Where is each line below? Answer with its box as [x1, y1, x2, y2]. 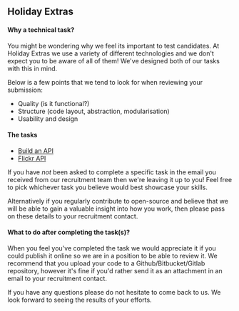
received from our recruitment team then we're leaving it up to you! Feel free [7, 175, 233, 184]
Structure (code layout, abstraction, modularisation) [17, 107, 170, 115]
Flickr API [17, 154, 46, 162]
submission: [7, 85, 43, 94]
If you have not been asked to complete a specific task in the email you [7, 167, 216, 176]
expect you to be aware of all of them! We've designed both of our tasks [7, 56, 220, 65]
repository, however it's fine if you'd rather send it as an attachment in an [7, 267, 223, 275]
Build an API [17, 146, 54, 155]
